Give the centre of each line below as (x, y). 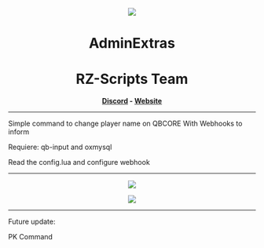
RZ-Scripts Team (132, 79)
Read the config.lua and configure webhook (79, 162)
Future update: (32, 222)
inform (19, 132)
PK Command (31, 237)
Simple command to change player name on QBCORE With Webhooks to (125, 124)
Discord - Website (132, 101)
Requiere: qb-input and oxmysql (60, 147)
